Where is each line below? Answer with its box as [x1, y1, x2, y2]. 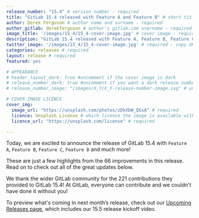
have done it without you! [6, 188, 68, 195]
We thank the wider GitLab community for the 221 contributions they [6, 175, 173, 182]
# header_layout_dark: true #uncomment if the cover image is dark [6, 75, 176, 81]
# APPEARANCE [6, 69, 38, 75]
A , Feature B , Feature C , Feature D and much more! [6, 146, 131, 153]
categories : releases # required [6, 47, 89, 53]
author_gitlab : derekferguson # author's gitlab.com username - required [6, 25, 192, 31]
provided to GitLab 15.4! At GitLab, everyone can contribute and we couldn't [6, 181, 191, 188]
